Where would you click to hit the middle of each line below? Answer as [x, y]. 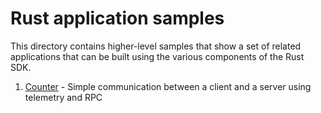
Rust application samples [117, 18]
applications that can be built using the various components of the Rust [157, 56]
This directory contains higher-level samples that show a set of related [156, 46]
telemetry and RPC [63, 97]
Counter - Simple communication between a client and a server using [168, 86]
